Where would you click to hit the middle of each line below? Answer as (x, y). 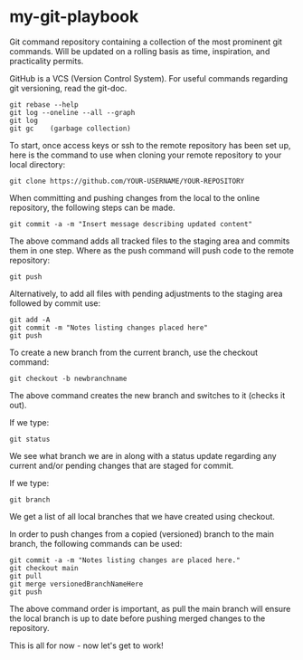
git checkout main (44, 568)
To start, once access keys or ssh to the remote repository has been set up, (150, 145)
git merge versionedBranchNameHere (76, 584)
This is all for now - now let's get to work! (87, 646)
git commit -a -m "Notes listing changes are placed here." (125, 560)
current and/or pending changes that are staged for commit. (122, 465)
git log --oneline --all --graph (72, 112)
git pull (26, 576)
